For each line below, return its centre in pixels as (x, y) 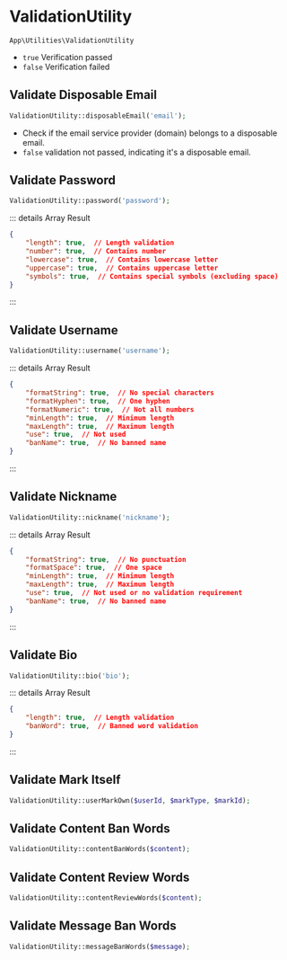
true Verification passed (67, 57)
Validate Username (64, 330)
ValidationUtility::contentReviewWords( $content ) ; (106, 898)
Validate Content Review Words (100, 877)
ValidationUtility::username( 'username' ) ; (90, 351)
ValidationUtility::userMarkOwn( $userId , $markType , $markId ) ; (130, 800)
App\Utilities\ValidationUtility (72, 40)
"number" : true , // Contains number (96, 252)
